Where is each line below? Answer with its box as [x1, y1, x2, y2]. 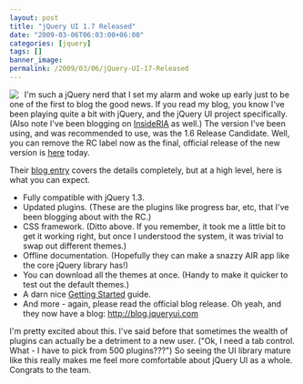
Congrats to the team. [9, 364, 92, 375]
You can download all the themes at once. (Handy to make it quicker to [22, 269, 288, 280]
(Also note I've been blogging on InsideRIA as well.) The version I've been [9, 117, 287, 128]
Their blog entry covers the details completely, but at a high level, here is [9, 165, 282, 176]
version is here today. [9, 147, 91, 157]
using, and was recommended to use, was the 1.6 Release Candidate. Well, [9, 127, 290, 138]
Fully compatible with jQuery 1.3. [22, 192, 145, 203]
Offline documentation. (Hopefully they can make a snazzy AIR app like [22, 249, 289, 260]
